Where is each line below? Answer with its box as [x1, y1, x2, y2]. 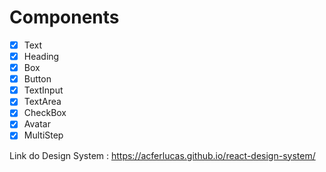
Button [23, 73, 52, 85]
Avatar [23, 118, 51, 130]
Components [9, 6, 120, 29]
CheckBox [23, 107, 67, 119]
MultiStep [23, 129, 64, 141]
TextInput [23, 84, 64, 96]
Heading [23, 51, 60, 62]
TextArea [23, 96, 62, 108]
